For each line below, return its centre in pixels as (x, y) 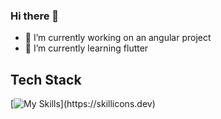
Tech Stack (46, 79)
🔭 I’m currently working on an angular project (118, 38)
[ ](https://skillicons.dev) (83, 104)
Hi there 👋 (35, 16)
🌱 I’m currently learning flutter (86, 48)
